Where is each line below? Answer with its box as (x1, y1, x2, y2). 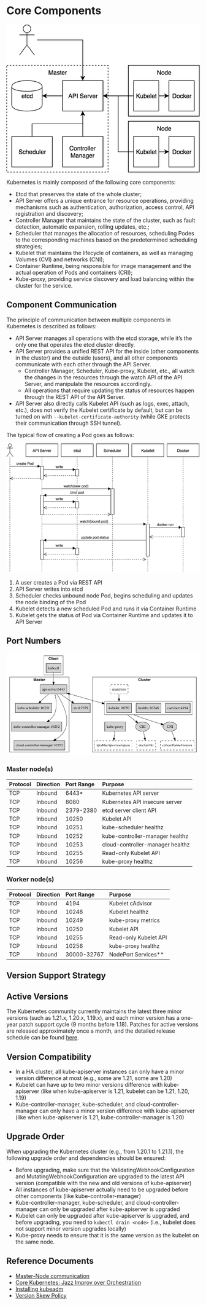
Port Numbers (6, 636, 61, 646)
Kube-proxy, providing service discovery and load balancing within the (15, 275, 194, 283)
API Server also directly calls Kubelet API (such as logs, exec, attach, (15, 400, 189, 407)
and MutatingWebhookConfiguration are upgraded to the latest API (15, 1172, 185, 1180)
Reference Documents (6, 1256, 94, 1266)
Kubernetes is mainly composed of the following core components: (6, 178, 176, 186)
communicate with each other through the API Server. (15, 360, 151, 368)
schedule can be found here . (6, 1034, 79, 1041)
